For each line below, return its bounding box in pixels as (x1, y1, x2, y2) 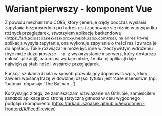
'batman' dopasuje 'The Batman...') (5, 80, 76, 86)
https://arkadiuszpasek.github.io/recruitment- (53, 100, 145, 106)
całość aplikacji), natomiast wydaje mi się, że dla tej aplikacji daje (5, 56, 136, 61)
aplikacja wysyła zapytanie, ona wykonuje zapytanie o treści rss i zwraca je (5, 40, 157, 46)
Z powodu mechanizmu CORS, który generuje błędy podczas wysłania (5, 19, 147, 25)
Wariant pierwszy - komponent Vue (5, 3, 153, 15)
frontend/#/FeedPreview (5, 106, 55, 112)
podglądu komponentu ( (5, 100, 54, 106)
